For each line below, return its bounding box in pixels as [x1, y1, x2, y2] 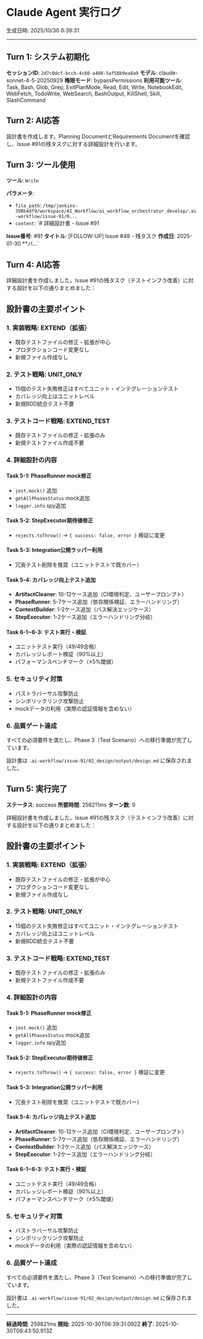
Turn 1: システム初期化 [6, 52, 89, 62]
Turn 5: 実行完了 [6, 784, 68, 794]
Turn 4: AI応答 [6, 259, 60, 270]
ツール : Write [6, 177, 39, 184]
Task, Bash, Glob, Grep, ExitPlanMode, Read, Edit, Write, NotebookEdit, [6, 83, 183, 91]
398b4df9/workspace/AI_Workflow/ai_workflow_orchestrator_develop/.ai [14, 208, 197, 214]
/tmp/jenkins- [42, 203, 79, 209]
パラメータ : [6, 190, 34, 197]
